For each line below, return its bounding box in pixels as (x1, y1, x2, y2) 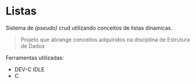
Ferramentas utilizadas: (5, 54, 64, 61)
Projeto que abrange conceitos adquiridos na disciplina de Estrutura (20, 36, 190, 43)
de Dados (20, 42, 45, 50)
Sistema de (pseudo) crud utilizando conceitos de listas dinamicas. (5, 24, 173, 31)
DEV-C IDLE (14, 65, 45, 73)
